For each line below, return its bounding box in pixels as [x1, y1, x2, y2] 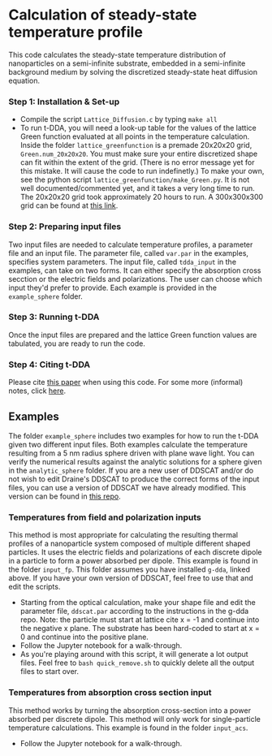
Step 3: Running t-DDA [8, 311, 100, 322]
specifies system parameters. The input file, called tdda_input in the [8, 257, 237, 266]
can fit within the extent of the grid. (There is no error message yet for [19, 158, 255, 167]
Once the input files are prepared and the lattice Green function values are [8, 330, 257, 339]
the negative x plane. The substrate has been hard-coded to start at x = [19, 624, 260, 633]
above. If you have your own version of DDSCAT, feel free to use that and [8, 573, 253, 583]
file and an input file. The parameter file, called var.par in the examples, [8, 248, 249, 257]
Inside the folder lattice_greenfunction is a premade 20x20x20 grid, [19, 140, 253, 150]
